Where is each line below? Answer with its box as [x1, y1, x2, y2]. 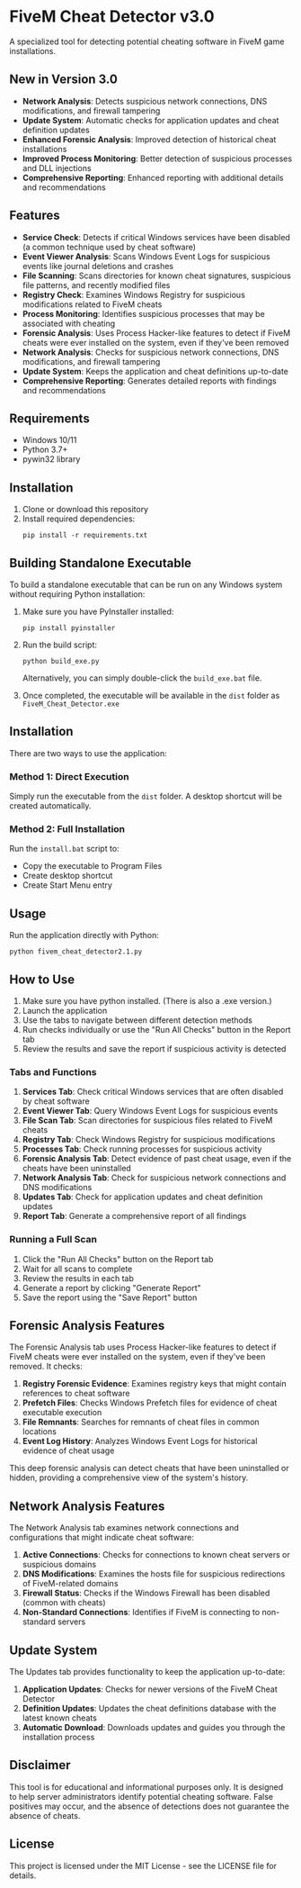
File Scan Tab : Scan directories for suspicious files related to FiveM [22, 1115, 273, 1126]
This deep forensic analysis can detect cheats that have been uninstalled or [9, 1463, 289, 1474]
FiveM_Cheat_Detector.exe [22, 700, 120, 709]
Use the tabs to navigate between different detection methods [22, 1015, 253, 1025]
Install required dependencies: [22, 513, 136, 524]
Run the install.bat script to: [9, 844, 120, 854]
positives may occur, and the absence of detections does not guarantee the [9, 1801, 289, 1811]
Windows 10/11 [22, 435, 77, 446]
